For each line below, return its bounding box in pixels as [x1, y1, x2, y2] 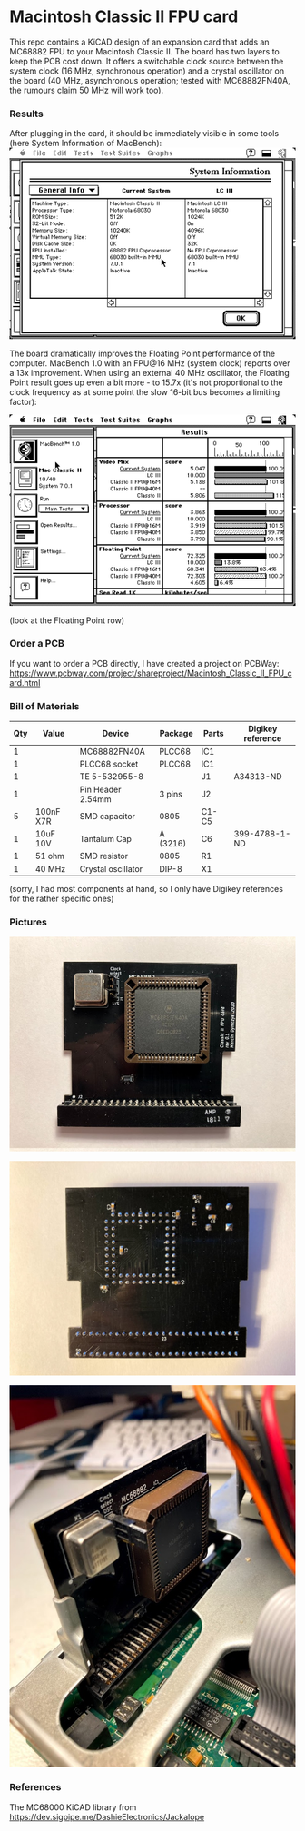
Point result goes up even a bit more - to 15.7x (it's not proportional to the [9, 377, 283, 388]
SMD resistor [79, 851, 129, 862]
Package [159, 728, 193, 739]
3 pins [158, 788, 183, 800]
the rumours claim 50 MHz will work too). [9, 84, 164, 95]
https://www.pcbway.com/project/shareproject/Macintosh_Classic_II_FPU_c [9, 668, 292, 678]
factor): [9, 396, 38, 407]
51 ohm [34, 851, 65, 862]
